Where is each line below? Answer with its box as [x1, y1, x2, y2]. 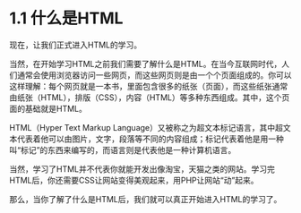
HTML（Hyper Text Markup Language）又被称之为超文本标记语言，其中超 [9, 122, 284, 132]
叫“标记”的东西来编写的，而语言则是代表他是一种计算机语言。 [9, 144, 236, 155]
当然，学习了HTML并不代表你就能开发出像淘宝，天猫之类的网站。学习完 [9, 163, 276, 175]
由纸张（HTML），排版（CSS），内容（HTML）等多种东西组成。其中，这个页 [9, 91, 290, 103]
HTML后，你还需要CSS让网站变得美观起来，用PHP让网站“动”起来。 [9, 175, 259, 185]
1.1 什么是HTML [9, 8, 124, 29]
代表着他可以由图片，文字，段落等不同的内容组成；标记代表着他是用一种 [16, 133, 284, 144]
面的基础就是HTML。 [9, 103, 88, 114]
